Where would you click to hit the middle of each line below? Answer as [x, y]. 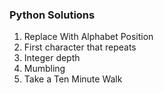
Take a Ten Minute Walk [73, 79]
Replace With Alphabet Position [88, 37]
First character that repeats [80, 47]
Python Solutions [52, 15]
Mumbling [44, 69]
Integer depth [52, 58]
